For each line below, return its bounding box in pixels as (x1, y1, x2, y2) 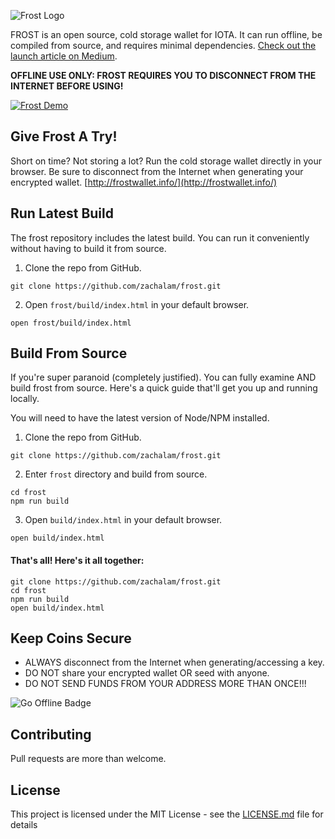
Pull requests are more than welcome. (10, 753, 167, 765)
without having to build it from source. (10, 242, 167, 254)
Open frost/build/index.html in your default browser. (24, 298, 250, 310)
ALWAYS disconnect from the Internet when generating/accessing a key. (24, 656, 325, 669)
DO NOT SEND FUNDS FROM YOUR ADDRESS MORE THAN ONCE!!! (24, 678, 307, 690)
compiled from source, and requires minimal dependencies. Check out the (10, 40, 317, 51)
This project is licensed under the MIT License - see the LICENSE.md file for (10, 808, 324, 820)
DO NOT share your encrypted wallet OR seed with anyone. (24, 667, 270, 679)
